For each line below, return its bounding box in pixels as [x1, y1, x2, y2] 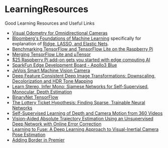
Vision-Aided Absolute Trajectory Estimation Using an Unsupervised [12, 115, 154, 121]
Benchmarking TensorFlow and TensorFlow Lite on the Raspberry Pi [12, 46, 153, 52]
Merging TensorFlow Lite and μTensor [12, 51, 91, 57]
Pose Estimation [12, 131, 46, 137]
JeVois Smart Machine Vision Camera [12, 67, 91, 73]
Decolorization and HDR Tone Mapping [12, 78, 93, 84]
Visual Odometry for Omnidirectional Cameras [12, 30, 108, 36]
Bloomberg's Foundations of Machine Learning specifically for [12, 35, 141, 41]
